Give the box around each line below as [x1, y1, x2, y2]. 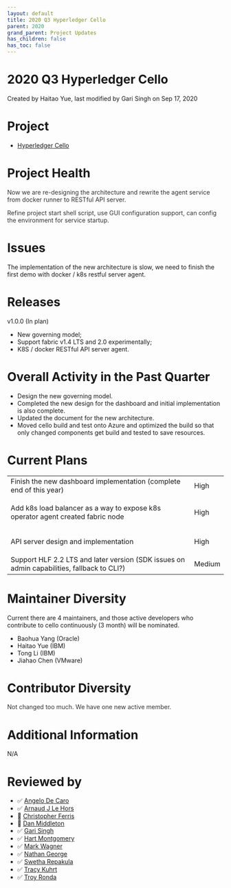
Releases [7, 294, 60, 310]
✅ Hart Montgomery [16, 834, 75, 843]
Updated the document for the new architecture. [16, 413, 155, 422]
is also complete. [16, 407, 65, 415]
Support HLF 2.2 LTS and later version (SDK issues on [10, 554, 186, 564]
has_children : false [7, 36, 67, 43]
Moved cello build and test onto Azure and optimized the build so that [16, 421, 214, 429]
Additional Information [7, 727, 139, 743]
